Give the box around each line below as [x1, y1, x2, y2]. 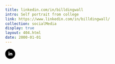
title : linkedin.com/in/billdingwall [5, 7, 84, 12]
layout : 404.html [5, 30, 41, 35]
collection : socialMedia [5, 21, 57, 26]
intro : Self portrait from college [5, 12, 79, 17]
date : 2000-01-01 [5, 35, 41, 40]
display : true [5, 26, 35, 31]
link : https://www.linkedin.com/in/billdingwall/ [5, 16, 111, 21]
